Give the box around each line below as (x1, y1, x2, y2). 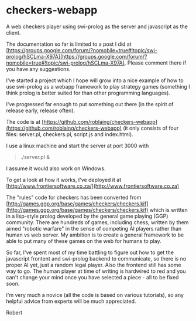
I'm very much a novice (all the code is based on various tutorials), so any (6, 291, 184, 298)
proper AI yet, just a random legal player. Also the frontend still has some (6, 261, 181, 268)
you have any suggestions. (6, 65, 71, 72)
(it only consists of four (122, 124, 179, 131)
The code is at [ (6, 118, 44, 125)
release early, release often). (6, 107, 75, 114)
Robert (6, 309, 23, 316)
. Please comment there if (124, 59, 187, 66)
